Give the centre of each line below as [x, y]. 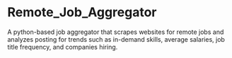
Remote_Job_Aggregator [82, 12]
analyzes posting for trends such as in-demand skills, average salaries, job [116, 39]
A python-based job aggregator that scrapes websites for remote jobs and [116, 32]
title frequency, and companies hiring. [63, 47]
